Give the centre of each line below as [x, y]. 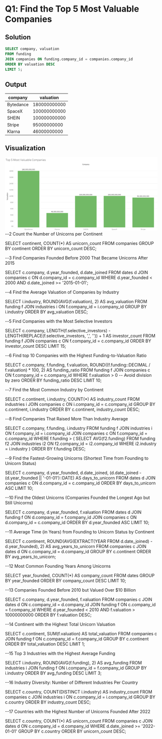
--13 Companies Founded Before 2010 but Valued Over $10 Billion [71, 590]
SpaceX [15, 111]
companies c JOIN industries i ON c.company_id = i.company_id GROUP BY [80, 697]
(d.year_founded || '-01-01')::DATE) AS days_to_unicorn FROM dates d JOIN [80, 478]
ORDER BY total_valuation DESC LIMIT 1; [45, 644]
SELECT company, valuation [32, 49]
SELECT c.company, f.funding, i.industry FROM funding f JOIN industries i [79, 428]
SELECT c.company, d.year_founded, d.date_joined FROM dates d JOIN [77, 272]
